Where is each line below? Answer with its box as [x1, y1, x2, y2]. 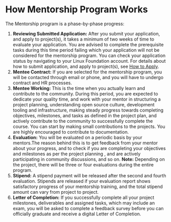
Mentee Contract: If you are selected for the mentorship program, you [12, 68, 162, 75]
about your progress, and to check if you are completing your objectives [12, 145, 166, 151]
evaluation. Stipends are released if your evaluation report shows [12, 178, 150, 184]
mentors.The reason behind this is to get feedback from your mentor [12, 140, 158, 146]
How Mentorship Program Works [5, 4, 148, 15]
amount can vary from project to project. [12, 189, 99, 195]
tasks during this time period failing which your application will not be [12, 47, 160, 53]
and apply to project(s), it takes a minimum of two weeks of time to [12, 36, 155, 42]
